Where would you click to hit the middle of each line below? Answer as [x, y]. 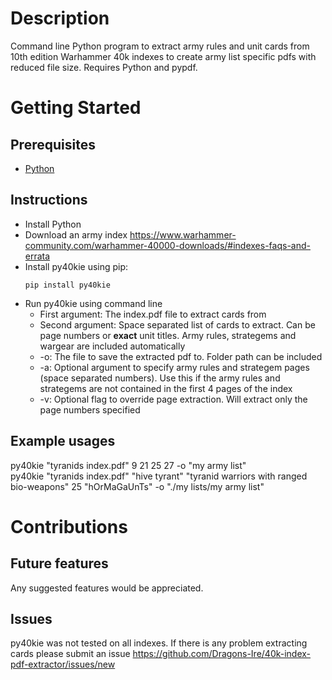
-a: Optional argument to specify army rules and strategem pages [174, 367]
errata [37, 256]
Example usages [63, 441]
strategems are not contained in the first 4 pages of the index [166, 388]
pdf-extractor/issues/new [63, 664]
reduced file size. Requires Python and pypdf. [104, 67]
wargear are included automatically [112, 346]
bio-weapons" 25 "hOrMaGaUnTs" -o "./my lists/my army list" [137, 486]
